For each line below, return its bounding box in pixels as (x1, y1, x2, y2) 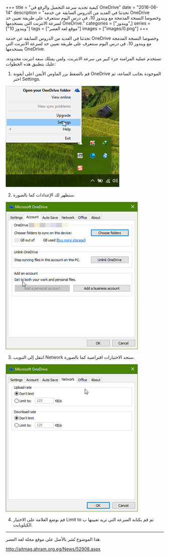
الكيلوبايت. (13, 522, 33, 528)
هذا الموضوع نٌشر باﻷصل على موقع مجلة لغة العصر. (6, 536, 101, 542)
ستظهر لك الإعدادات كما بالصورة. (13, 192, 75, 198)
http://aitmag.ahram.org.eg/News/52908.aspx (6, 546, 101, 552)
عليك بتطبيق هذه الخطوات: (6, 61, 56, 67)
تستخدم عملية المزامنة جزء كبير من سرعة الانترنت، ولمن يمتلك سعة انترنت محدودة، (6, 56, 162, 62)
